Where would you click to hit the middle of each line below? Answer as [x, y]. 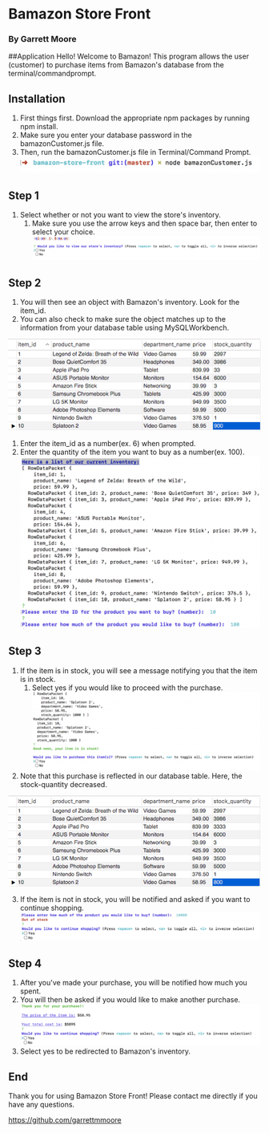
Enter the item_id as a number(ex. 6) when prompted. [108, 443]
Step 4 [25, 963]
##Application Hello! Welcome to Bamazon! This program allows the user [129, 56]
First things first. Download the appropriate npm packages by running [134, 118]
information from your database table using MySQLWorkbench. [124, 328]
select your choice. [63, 232]
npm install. [39, 127]
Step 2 [25, 283]
